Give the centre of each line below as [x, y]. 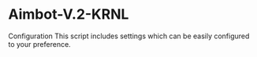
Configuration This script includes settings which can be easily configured [129, 36]
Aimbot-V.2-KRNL [69, 14]
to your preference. [39, 44]
